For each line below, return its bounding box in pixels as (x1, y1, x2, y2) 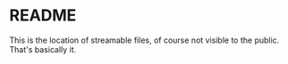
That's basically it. (9, 44, 77, 54)
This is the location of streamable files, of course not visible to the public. (9, 35, 280, 45)
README (9, 5, 77, 26)
